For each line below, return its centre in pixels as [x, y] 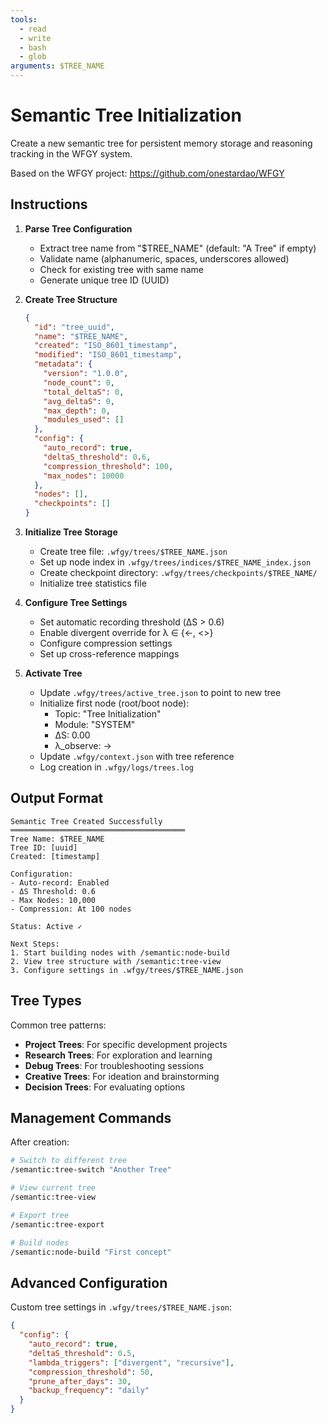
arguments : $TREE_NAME [57, 66]
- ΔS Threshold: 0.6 [53, 891]
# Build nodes [40, 1242]
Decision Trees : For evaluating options [105, 1087]
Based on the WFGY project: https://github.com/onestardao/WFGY [147, 173]
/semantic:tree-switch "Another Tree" [91, 1170]
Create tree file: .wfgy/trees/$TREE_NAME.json [133, 551]
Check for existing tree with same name [121, 269]
